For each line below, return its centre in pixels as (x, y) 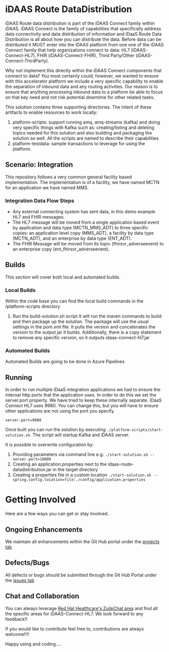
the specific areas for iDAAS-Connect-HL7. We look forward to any (74, 614)
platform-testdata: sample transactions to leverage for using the (79, 143)
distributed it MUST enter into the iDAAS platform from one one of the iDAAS (84, 44)
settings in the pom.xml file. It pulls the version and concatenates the (84, 327)
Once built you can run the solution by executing (56, 430)
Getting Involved (40, 500)
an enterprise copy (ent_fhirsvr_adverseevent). (61, 249)
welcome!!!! (17, 634)
